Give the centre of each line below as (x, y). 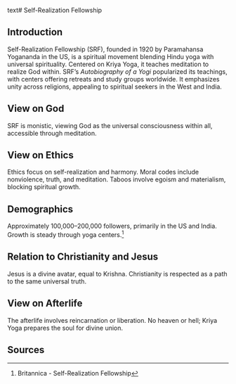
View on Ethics (40, 155)
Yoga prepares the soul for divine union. (65, 328)
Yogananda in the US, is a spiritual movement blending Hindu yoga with (111, 56)
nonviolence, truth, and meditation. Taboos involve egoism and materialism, (117, 179)
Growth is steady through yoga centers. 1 (66, 234)
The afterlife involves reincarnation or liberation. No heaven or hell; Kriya (112, 320)
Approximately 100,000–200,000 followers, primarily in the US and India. (112, 226)
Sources (26, 350)
